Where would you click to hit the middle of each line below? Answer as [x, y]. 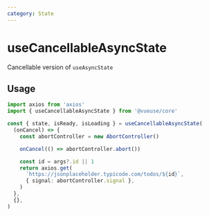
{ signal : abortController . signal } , [80, 181]
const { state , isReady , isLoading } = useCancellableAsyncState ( [105, 124]
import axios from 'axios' [46, 105]
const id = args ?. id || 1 [57, 161]
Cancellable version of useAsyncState [60, 67]
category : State [30, 13]
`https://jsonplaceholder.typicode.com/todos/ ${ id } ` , [105, 174]
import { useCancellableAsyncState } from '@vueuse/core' [92, 111]
